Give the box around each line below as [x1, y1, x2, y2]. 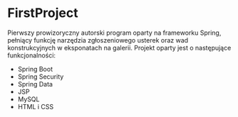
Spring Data [17, 79, 53, 88]
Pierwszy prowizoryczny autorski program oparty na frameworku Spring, [7, 28, 222, 37]
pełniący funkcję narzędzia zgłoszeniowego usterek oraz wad [7, 35, 189, 44]
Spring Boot [17, 65, 53, 73]
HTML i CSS [17, 102, 54, 111]
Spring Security [17, 72, 64, 81]
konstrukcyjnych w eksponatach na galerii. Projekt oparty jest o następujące [7, 43, 232, 52]
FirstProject [7, 5, 78, 21]
